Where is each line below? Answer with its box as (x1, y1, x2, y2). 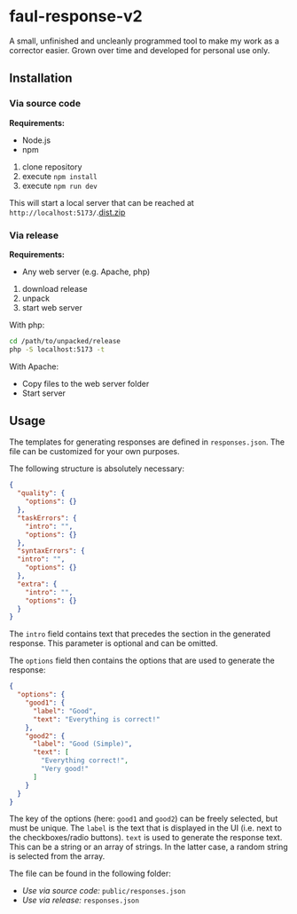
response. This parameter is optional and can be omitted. (9, 638, 219, 649)
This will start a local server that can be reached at (9, 197, 195, 208)
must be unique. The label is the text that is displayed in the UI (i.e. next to (9, 823, 282, 833)
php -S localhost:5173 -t (9, 344, 105, 354)
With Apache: (9, 361, 59, 372)
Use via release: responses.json (21, 894, 140, 906)
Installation (9, 71, 73, 86)
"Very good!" (41, 765, 90, 774)
